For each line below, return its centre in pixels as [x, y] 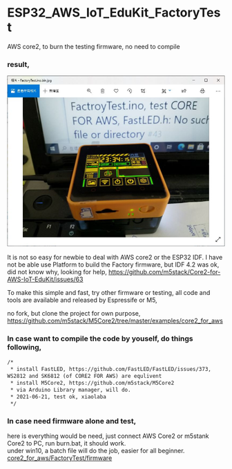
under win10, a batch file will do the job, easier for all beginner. [96, 451]
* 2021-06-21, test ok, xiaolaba [58, 397]
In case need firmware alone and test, [72, 421]
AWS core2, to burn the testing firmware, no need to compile [94, 46]
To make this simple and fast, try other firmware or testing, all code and [109, 292]
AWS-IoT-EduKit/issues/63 [45, 279]
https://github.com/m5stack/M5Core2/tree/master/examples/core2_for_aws [115, 320]
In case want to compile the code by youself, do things [100, 338]
